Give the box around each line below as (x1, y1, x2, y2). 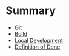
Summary (5, 4, 56, 18)
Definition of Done (14, 43, 61, 51)
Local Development (14, 37, 63, 44)
